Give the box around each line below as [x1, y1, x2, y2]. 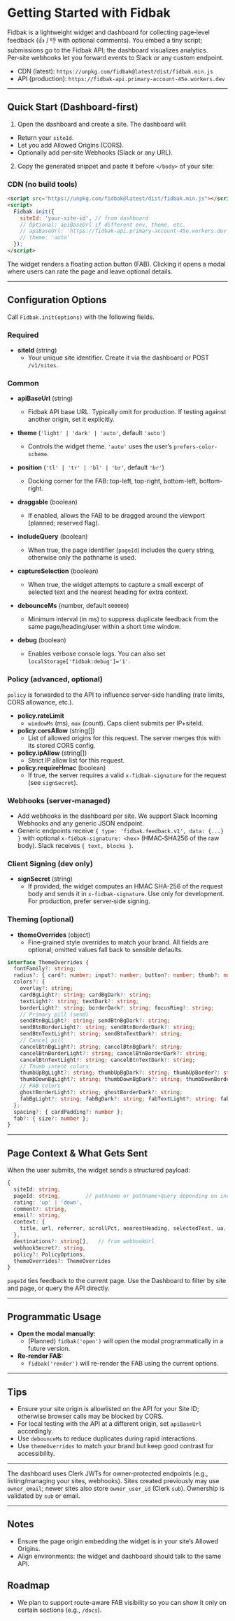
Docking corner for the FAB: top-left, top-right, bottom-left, [27, 477, 198, 486]
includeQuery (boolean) [17, 532, 88, 541]
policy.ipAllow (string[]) [17, 749, 87, 757]
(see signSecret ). [27, 778, 78, 786]
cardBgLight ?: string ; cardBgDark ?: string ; [20, 991, 152, 998]
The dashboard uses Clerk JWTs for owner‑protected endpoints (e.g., [7, 1469, 208, 1478]
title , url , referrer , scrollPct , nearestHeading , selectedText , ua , [20, 1225, 227, 1232]
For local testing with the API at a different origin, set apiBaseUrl [17, 1419, 202, 1428]
